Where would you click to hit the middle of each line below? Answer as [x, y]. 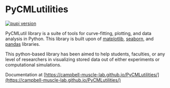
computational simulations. [33, 65]
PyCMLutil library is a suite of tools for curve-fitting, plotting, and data [78, 33]
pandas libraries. [23, 44]
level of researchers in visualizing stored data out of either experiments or [82, 59]
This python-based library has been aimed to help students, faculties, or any [85, 54]
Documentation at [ [25, 74]
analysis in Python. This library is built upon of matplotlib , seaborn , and [79, 39]
